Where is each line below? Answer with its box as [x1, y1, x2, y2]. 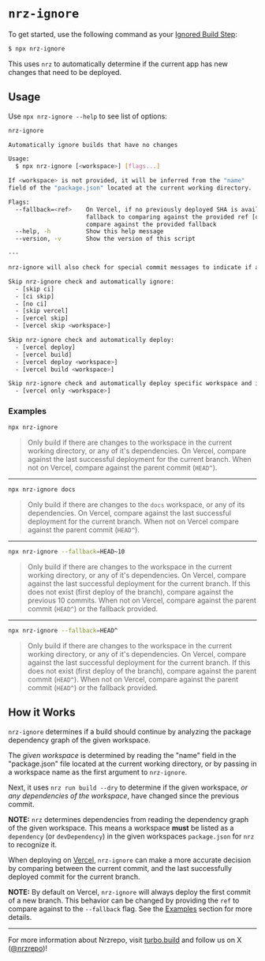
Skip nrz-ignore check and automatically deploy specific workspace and [8, 380, 252, 388]
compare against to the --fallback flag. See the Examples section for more [8, 903, 252, 914]
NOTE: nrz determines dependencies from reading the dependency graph [8, 814, 249, 824]
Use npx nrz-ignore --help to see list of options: [8, 111, 167, 121]
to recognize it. [8, 839, 58, 849]
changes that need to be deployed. [8, 67, 122, 77]
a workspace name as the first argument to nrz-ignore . [8, 767, 188, 776]
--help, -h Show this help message [15, 227, 164, 235]
